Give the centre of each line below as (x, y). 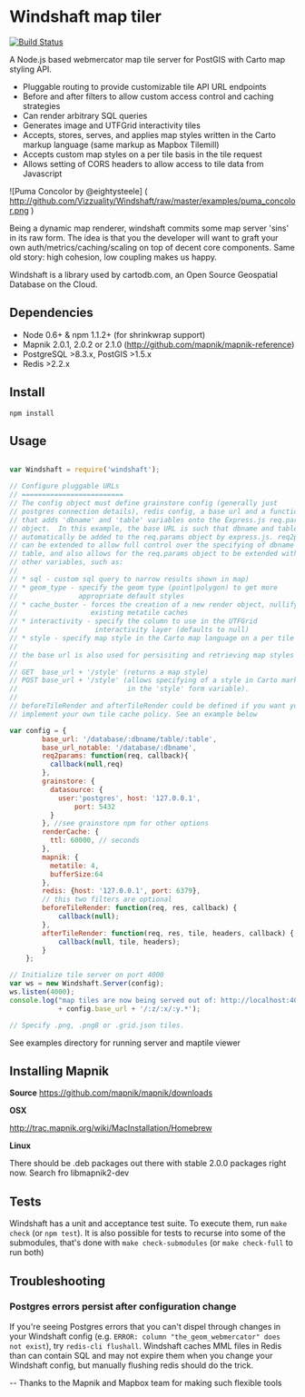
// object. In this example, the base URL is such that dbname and (142, 529)
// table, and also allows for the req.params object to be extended (144, 554)
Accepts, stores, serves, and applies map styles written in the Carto (149, 134)
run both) (27, 1253)
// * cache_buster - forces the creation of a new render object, (138, 604)
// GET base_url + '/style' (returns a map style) (109, 672)
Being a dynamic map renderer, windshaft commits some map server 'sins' (149, 228)
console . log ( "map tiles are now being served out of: (113, 1000)
